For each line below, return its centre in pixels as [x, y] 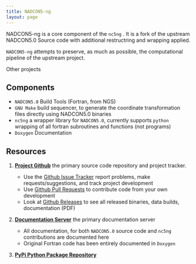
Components [30, 87]
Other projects [23, 69]
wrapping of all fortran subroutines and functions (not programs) [93, 126]
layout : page [22, 17]
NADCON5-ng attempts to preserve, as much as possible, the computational [94, 51]
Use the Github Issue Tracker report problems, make [87, 177]
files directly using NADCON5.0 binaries [63, 114]
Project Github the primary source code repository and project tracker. [100, 166]
